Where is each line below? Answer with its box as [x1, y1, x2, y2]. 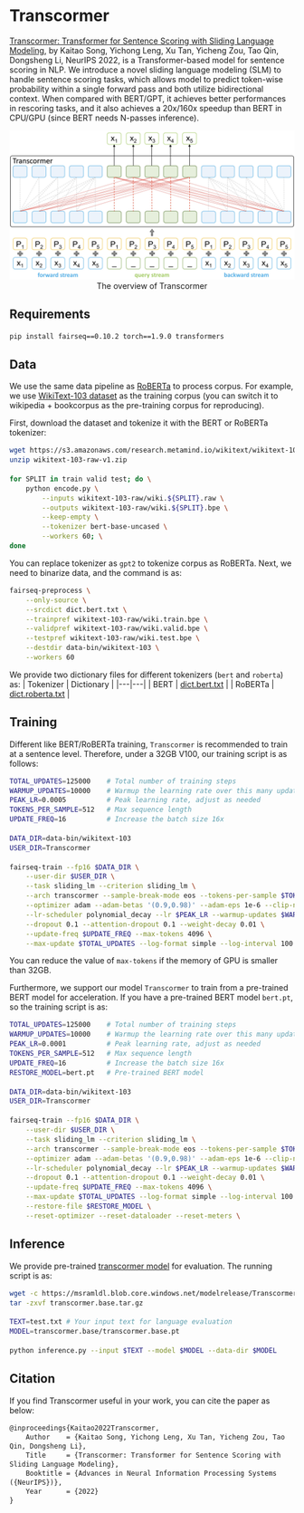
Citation [9, 1371, 56, 1386]
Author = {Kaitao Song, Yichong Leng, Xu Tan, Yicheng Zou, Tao [25, 1432, 285, 1441]
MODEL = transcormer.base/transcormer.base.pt [9, 1327, 180, 1336]
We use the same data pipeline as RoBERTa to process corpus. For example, [9, 381, 294, 392]
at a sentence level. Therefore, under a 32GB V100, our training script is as [9, 748, 288, 759]
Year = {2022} [25, 1487, 100, 1496]
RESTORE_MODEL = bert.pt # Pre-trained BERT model [9, 1068, 204, 1077]
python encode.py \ [25, 484, 100, 493]
